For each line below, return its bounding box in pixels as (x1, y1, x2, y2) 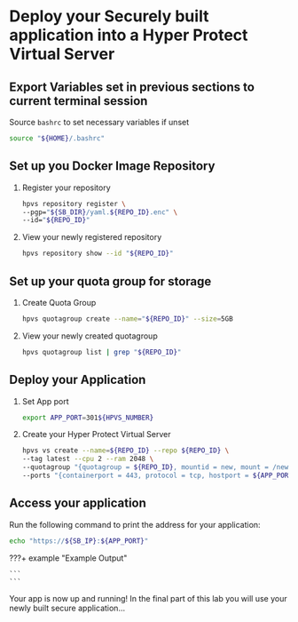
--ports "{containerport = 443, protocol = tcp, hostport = (21, 471, 249, 481)
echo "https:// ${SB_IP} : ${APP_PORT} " (9, 536, 149, 546)
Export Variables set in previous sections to (9, 79, 255, 94)
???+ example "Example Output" (9, 553, 128, 563)
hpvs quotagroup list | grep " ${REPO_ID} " (21, 347, 182, 356)
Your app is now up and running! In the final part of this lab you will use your (9, 593, 287, 603)
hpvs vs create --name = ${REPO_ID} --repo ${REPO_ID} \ (21, 446, 230, 455)
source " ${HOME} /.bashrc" (9, 134, 105, 143)
